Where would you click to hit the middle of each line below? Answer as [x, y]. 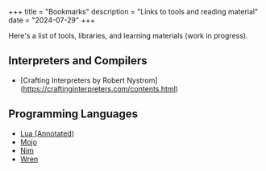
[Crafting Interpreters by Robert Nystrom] [89, 80]
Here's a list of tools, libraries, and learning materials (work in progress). [128, 36]
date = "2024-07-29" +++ [52, 20]
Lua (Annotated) [47, 133]
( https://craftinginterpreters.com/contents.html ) [99, 88]
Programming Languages [73, 114]
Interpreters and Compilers [78, 61]
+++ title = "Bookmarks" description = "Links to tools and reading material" [133, 12]
